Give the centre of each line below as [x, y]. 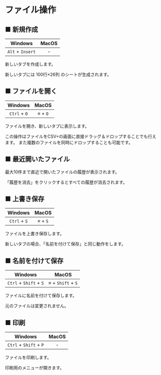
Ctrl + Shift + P [26, 345]
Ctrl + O [19, 113]
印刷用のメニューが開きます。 [35, 368]
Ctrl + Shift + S [26, 283]
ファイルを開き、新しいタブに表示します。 [47, 126]
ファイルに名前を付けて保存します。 [41, 296]
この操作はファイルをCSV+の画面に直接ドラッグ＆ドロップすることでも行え [81, 136]
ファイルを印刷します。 [28, 358]
